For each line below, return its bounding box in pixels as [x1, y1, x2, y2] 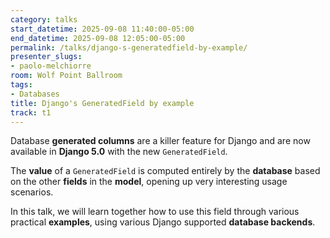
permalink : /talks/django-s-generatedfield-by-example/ [10, 42, 248, 53]
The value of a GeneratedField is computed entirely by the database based [10, 165, 321, 177]
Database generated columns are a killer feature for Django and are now [10, 135, 311, 147]
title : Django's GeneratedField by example [10, 98, 195, 108]
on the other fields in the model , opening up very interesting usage [10, 176, 288, 188]
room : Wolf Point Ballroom [10, 71, 123, 81]
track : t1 [10, 107, 52, 118]
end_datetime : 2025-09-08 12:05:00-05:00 [10, 33, 186, 43]
